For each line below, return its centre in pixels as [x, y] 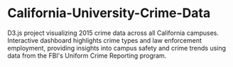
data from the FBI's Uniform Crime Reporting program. [87, 56]
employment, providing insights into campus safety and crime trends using [116, 48]
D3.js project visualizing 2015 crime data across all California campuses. [113, 33]
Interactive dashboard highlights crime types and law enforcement [105, 40]
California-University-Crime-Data [109, 13]
